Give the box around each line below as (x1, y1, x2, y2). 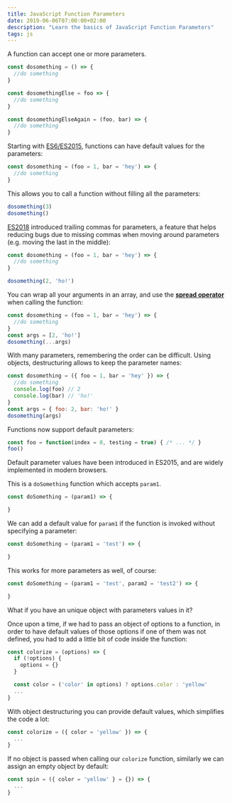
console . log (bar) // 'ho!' (13, 392, 94, 399)
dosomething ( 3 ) (7, 203, 53, 210)
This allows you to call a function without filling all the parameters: (7, 189, 201, 198)
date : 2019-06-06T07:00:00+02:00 (7, 17, 106, 24)
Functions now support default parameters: (7, 425, 134, 434)
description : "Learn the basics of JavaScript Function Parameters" (7, 23, 214, 31)
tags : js (7, 30, 33, 38)
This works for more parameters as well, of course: (7, 566, 157, 574)
